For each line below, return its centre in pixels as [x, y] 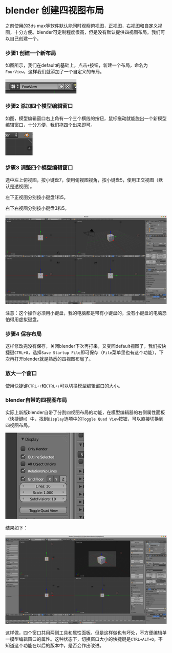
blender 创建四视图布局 [55, 11]
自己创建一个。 [25, 38]
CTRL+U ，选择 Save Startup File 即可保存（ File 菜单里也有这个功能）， [87, 352]
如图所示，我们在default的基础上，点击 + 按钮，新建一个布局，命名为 [77, 65]
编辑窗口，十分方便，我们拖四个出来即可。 [50, 125]
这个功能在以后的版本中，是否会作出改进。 [59, 645]
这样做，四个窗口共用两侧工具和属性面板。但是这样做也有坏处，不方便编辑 [84, 632]
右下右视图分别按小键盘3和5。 [37, 208]
